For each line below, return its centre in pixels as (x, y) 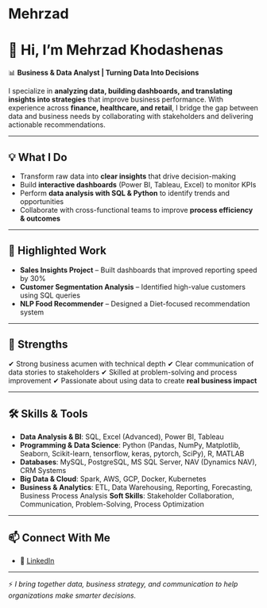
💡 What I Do (38, 157)
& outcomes (40, 218)
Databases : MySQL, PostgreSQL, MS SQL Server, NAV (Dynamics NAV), (138, 462)
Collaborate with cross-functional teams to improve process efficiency (136, 210)
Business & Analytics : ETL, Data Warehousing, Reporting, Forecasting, (136, 487)
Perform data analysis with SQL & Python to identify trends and (125, 193)
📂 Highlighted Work (58, 251)
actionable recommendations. (57, 125)
